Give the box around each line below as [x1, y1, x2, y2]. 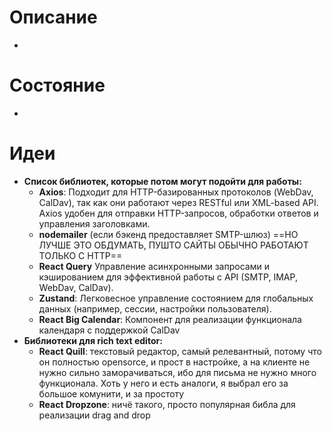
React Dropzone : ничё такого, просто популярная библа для [38, 398, 296, 410]
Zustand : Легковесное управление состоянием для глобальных [38, 292, 314, 304]
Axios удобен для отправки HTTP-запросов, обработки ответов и [38, 207, 319, 219]
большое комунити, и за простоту [38, 387, 185, 400]
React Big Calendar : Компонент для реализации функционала [38, 313, 302, 325]
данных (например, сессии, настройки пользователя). [38, 302, 272, 315]
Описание [9, 6, 98, 29]
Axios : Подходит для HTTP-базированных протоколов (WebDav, [38, 186, 314, 198]
